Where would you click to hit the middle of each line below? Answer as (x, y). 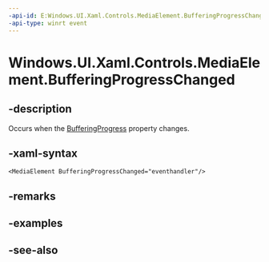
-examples (36, 223)
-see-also (33, 250)
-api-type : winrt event (48, 23)
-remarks (32, 196)
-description (40, 109)
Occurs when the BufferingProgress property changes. (99, 128)
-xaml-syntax (43, 153)
